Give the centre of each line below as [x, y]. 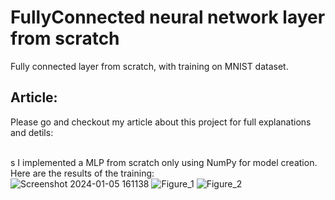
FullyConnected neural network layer [168, 17]
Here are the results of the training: [82, 173]
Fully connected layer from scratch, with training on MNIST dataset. [149, 66]
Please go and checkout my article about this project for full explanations [161, 122]
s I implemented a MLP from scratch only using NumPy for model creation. [164, 162]
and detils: [32, 132]
